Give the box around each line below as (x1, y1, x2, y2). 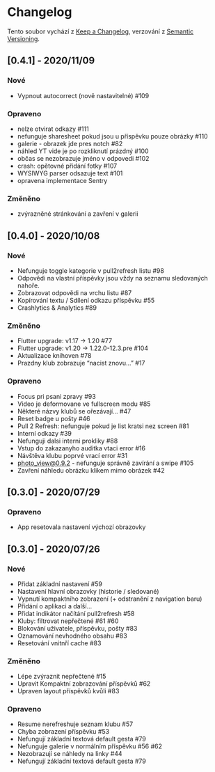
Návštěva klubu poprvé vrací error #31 (17, 451, 127, 459)
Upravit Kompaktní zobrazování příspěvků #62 (17, 679, 151, 688)
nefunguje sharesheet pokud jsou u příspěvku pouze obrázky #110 (17, 132, 208, 140)
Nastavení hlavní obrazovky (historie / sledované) (17, 587, 159, 595)
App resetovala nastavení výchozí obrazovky (17, 523, 146, 531)
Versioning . (7, 34, 40, 42)
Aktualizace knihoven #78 (17, 352, 92, 360)
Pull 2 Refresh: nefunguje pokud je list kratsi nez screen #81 (17, 422, 189, 430)
